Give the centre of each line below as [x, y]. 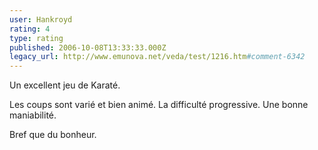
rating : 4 [30, 29]
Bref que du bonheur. [53, 135]
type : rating [36, 38]
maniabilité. [33, 115]
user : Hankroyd [41, 19]
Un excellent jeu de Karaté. [65, 85]
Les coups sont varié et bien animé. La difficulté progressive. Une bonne [159, 105]
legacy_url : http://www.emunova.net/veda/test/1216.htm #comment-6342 [157, 57]
